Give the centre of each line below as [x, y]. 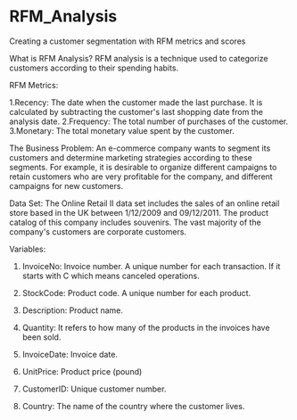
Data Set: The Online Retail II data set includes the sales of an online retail [144, 203]
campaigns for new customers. [66, 185]
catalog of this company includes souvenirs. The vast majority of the [135, 222]
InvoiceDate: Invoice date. [70, 354]
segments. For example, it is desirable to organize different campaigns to [143, 167]
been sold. [41, 337]
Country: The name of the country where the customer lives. [133, 406]
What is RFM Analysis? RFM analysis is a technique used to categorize [139, 58]
